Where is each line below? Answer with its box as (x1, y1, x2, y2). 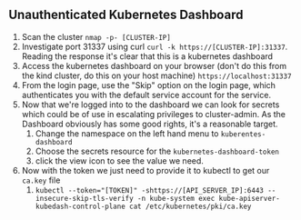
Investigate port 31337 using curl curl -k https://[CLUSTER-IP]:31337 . (21, 41, 288, 52)
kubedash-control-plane (35, 202, 126, 211)
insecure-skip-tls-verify (35, 194, 134, 203)
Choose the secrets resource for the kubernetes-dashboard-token (35, 145, 279, 156)
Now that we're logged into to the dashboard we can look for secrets (21, 99, 280, 110)
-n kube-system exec (136, 194, 216, 203)
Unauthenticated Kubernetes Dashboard (8, 7, 244, 23)
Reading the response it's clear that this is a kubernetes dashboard (21, 50, 274, 62)
